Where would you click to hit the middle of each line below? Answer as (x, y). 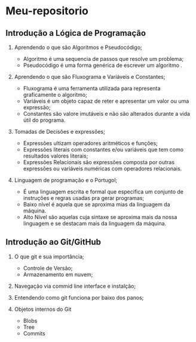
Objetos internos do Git (43, 309)
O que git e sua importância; (49, 256)
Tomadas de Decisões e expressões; (59, 132)
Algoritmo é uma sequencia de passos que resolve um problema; (103, 59)
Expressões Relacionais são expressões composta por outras (99, 162)
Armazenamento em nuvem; (58, 274)
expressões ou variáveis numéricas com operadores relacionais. (102, 169)
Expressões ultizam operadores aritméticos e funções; (90, 143)
